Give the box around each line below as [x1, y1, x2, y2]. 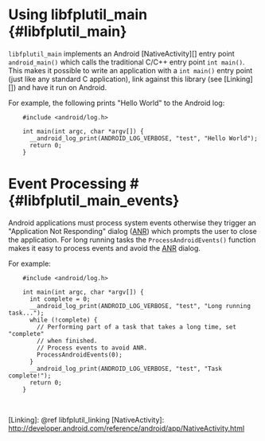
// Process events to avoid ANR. [37, 344, 148, 352]
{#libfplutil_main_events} [8, 192, 180, 210]
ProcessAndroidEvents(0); [37, 350, 123, 359]
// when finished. [37, 337, 98, 345]
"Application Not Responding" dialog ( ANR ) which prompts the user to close [8, 226, 257, 236]
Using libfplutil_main [8, 6, 148, 24]
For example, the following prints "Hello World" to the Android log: [8, 98, 225, 107]
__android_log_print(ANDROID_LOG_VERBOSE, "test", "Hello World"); [29, 134, 259, 142]
